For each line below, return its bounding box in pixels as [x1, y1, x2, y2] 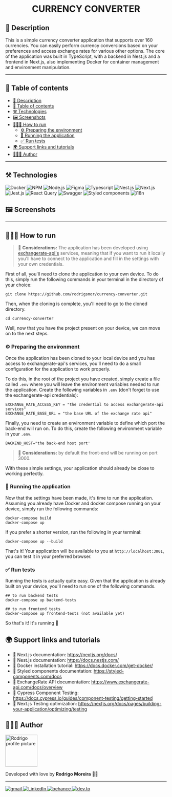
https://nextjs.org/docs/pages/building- [78, 700, 162, 706]
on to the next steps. [5, 331, 49, 337]
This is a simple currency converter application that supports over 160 [5, 37, 153, 43]
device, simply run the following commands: [5, 505, 99, 512]
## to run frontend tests [5, 607, 60, 612]
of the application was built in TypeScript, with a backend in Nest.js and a [5, 53, 160, 59]
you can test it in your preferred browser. [5, 553, 92, 559]
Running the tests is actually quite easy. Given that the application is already [5, 578, 166, 584]
